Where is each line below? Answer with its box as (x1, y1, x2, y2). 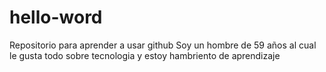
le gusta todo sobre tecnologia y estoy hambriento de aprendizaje (9, 49, 281, 61)
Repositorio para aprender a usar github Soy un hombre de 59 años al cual (9, 39, 317, 51)
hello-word (9, 6, 103, 29)
